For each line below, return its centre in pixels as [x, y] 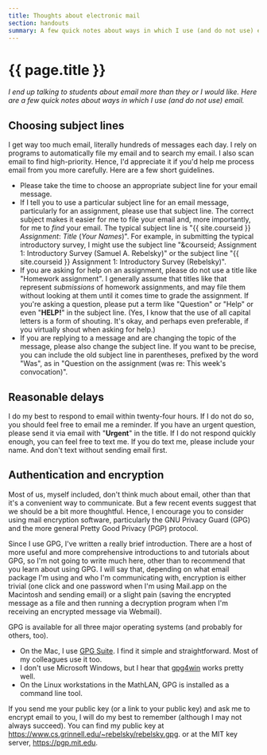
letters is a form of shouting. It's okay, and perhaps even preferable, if [134, 321]
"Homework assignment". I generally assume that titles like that [123, 279]
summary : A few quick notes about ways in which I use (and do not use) [131, 30]
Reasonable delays [56, 397]
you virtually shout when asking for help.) [88, 330]
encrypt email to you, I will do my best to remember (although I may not [125, 717]
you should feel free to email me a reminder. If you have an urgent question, [132, 424]
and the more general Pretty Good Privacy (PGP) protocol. [103, 528]
